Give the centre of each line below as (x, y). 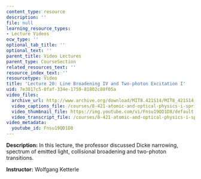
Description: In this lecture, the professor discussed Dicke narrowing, (92, 145)
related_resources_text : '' (41, 67)
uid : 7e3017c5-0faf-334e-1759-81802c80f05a (61, 89)
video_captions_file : (39, 106)
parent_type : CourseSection (41, 61)
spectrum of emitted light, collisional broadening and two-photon (86, 152)
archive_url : (28, 100)
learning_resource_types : (38, 28)
